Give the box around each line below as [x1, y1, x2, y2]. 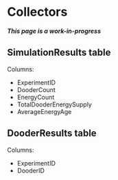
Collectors [7, 4, 68, 20]
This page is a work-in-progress [7, 27, 102, 35]
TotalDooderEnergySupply [16, 100, 93, 109]
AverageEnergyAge [16, 107, 72, 115]
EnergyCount [16, 93, 55, 101]
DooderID [16, 166, 45, 175]
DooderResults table [7, 128, 97, 139]
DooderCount [16, 85, 56, 93]
